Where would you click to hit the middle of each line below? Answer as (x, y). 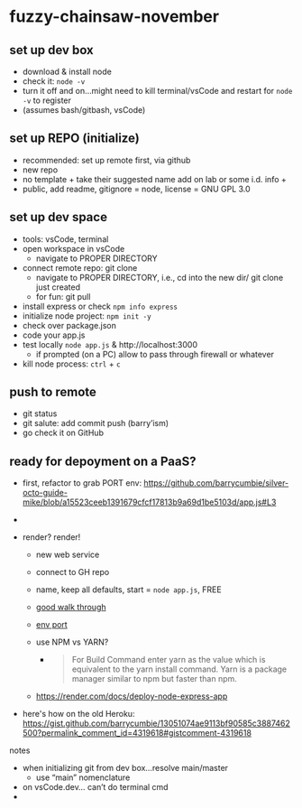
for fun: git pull (63, 296)
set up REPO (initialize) (74, 139)
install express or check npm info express (100, 306)
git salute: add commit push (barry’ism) (96, 423)
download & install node (67, 71)
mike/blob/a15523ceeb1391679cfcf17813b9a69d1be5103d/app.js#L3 (149, 502)
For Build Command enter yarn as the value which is (169, 660)
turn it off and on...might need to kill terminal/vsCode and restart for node (157, 91)
